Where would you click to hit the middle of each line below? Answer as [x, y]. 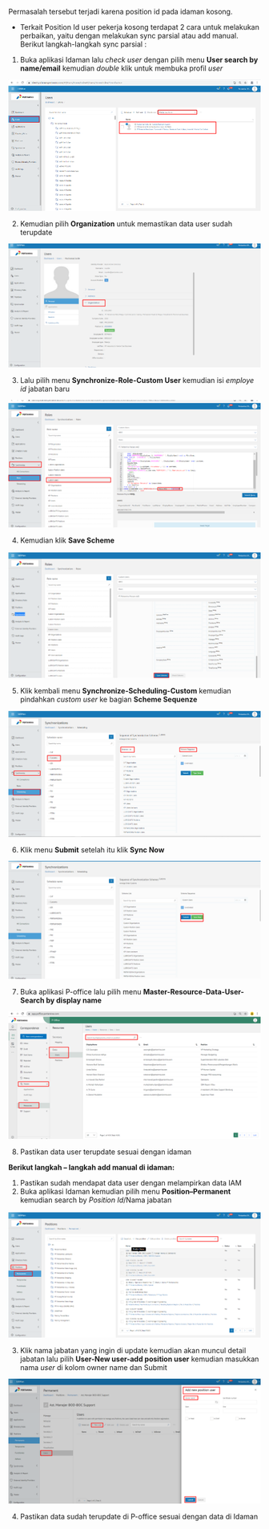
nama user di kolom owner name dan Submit [94, 1368]
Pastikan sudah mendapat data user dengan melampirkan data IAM [130, 1182]
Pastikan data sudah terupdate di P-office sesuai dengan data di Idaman [139, 1517]
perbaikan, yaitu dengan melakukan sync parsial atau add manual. [129, 36]
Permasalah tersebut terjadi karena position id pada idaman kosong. [120, 12]
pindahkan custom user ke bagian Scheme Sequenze [108, 699]
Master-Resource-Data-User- [193, 991]
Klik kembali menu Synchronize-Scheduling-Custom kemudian [126, 690]
